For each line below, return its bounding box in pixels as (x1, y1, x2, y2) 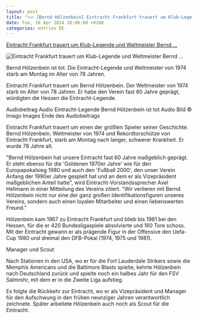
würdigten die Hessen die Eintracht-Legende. (6, 95, 117, 102)
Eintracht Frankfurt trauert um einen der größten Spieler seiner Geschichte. (6, 124, 189, 131)
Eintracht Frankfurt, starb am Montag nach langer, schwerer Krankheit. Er (6, 137, 184, 144)
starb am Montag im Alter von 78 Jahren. (6, 70, 106, 77)
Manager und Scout (6, 246, 54, 253)
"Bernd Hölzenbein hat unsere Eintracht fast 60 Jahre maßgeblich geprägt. (6, 154, 189, 161)
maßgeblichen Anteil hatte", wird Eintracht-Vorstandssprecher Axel (6, 179, 169, 186)
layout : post (6, 8, 38, 15)
